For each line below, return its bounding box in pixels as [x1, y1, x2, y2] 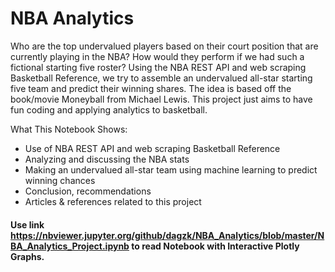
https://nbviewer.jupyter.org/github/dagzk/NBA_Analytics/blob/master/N [10, 229, 325, 241]
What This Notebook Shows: [10, 123, 128, 135]
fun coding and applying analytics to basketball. [10, 103, 208, 116]
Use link [10, 218, 45, 231]
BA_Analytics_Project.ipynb [10, 240, 130, 252]
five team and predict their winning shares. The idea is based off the [10, 82, 292, 94]
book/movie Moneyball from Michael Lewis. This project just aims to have [10, 93, 313, 105]
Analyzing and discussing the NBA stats [24, 153, 190, 165]
